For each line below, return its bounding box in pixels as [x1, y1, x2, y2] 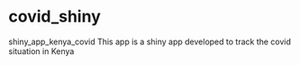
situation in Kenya [8, 45, 75, 56]
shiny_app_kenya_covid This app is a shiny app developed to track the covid [8, 36, 292, 47]
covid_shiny [8, 6, 101, 27]
